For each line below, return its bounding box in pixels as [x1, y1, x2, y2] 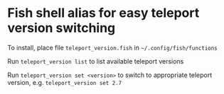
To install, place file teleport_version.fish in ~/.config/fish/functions [7, 43, 218, 52]
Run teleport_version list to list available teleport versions [7, 57, 184, 65]
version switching [7, 20, 116, 36]
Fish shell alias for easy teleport [7, 5, 200, 21]
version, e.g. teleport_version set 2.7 [7, 78, 122, 86]
